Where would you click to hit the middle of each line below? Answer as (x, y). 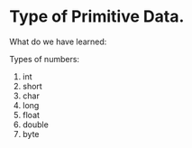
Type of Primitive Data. (97, 17)
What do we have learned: (58, 42)
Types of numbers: (44, 59)
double (36, 125)
